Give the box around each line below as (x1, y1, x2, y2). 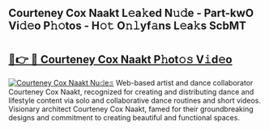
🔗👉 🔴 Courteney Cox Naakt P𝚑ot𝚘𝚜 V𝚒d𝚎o (8, 52, 233, 66)
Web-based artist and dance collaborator (115, 78, 254, 87)
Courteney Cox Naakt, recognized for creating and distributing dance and (8, 87, 254, 96)
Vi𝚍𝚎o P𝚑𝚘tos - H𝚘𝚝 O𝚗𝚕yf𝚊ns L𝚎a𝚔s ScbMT (8, 19, 247, 33)
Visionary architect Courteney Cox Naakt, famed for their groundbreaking (8, 104, 254, 114)
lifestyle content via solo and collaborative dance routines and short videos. (8, 96, 262, 105)
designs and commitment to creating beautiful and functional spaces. (8, 113, 241, 122)
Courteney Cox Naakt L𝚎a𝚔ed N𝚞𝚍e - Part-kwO (8, 6, 254, 20)
